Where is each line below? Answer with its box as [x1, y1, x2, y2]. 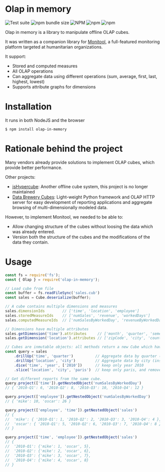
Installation [5, 101, 52, 112]
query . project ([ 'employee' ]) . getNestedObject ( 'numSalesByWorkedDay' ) [5, 394, 151, 399]
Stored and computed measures [12, 63, 78, 69]
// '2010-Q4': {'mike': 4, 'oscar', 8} [5, 458, 89, 463]
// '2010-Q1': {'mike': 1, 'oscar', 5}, [5, 444, 91, 449]
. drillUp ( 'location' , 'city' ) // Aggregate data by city [14, 358, 151, 363]
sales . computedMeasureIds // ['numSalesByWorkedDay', [5, 318, 120, 323]
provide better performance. [5, 165, 63, 170]
